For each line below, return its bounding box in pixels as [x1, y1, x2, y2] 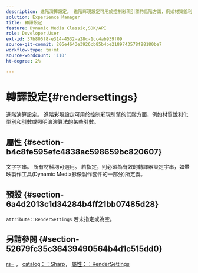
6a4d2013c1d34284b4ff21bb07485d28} [6, 199, 159, 209]
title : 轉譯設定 [6, 19, 42, 25]
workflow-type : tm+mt [6, 47, 60, 53]
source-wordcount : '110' [6, 52, 67, 58]
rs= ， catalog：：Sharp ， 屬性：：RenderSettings [6, 260, 130, 267]
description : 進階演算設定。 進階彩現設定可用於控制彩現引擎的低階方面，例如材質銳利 [6, 8, 193, 15]
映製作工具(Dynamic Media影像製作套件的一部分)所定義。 [6, 170, 146, 177]
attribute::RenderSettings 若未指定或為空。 [6, 216, 115, 223]
